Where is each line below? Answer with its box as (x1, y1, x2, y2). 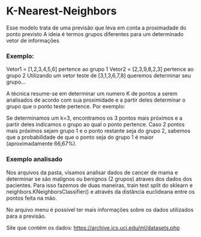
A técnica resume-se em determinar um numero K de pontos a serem (6, 90, 178, 97)
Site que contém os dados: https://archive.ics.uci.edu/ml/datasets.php (6, 224, 180, 231)
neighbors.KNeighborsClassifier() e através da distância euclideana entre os (6, 188, 195, 195)
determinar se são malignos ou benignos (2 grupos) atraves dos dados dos (6, 175, 192, 182)
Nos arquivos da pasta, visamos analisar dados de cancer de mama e (6, 168, 178, 176)
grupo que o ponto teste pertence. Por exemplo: (6, 103, 125, 110)
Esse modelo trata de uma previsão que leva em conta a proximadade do (6, 24, 187, 31)
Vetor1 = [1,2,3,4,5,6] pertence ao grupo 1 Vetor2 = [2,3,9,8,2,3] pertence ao (6, 66, 194, 73)
